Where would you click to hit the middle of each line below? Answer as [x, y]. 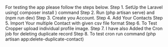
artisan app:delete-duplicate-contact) [45, 39]
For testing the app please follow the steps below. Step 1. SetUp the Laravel [84, 7]
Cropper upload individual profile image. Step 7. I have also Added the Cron [84, 28]
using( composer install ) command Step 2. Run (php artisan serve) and [80, 12]
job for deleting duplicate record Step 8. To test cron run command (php [81, 34]
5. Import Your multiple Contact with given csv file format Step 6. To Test [81, 23]
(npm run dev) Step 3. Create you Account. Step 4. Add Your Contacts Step [84, 18]
